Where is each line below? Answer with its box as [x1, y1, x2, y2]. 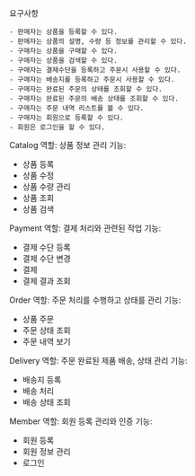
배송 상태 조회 [22, 397, 71, 407]
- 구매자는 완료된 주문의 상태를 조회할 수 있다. [9, 84, 164, 93]
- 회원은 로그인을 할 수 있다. [9, 123, 106, 132]
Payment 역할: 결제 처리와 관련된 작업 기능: [9, 223, 162, 234]
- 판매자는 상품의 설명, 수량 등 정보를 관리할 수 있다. [9, 37, 187, 46]
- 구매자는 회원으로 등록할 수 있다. [9, 113, 124, 122]
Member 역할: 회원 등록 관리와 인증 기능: [9, 416, 153, 427]
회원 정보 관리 [22, 446, 71, 456]
